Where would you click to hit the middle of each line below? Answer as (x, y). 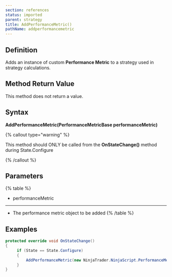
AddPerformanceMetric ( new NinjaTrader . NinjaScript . (82, 260)
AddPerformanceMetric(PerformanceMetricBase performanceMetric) (81, 125)
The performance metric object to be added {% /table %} (73, 213)
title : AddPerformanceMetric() (39, 24)
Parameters (24, 176)
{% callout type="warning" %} (38, 134)
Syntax (17, 113)
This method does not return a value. (44, 96)
